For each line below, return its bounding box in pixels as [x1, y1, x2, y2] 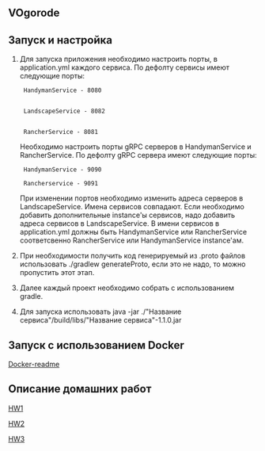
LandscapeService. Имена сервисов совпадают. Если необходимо [19, 202, 245, 212]
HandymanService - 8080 [23, 86, 102, 94]
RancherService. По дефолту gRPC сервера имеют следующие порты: [19, 151, 257, 160]
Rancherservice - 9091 [23, 180, 99, 188]
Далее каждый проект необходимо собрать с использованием [19, 283, 235, 292]
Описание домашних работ [8, 382, 152, 396]
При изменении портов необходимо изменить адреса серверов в [19, 193, 244, 203]
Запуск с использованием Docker [8, 338, 184, 352]
